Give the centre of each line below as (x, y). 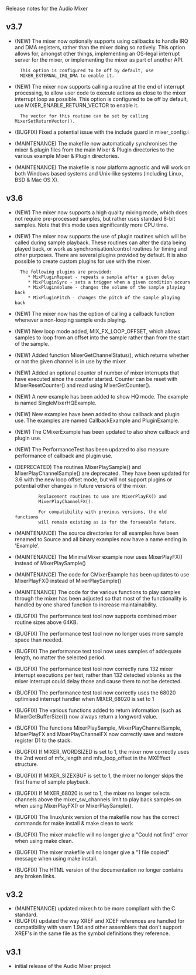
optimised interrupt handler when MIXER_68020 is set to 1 (84, 699)
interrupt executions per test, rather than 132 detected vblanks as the (98, 675)
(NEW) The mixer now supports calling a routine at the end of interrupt (99, 86)
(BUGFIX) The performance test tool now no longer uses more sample (99, 633)
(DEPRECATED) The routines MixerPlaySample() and (78, 467)
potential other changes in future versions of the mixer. (81, 485)
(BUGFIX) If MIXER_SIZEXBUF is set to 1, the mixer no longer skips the (99, 775)
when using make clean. (44, 841)
